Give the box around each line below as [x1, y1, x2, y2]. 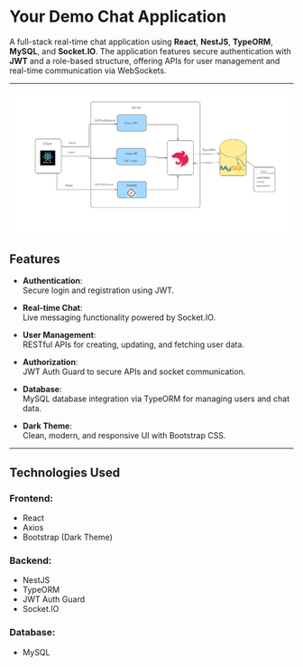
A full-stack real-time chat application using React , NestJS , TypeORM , [9, 36, 273, 47]
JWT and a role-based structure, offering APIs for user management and [9, 55, 280, 66]
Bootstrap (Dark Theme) [22, 531, 113, 542]
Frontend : [9, 492, 54, 504]
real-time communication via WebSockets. [9, 65, 167, 76]
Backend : [9, 554, 52, 567]
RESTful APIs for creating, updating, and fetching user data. [22, 339, 245, 350]
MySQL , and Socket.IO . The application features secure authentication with [9, 45, 291, 56]
